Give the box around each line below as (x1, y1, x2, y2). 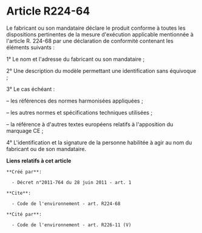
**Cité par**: (6, 211, 42, 217)
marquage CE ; (6, 127, 44, 134)
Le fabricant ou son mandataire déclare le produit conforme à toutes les (6, 24, 186, 32)
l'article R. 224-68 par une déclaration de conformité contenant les (6, 37, 174, 44)
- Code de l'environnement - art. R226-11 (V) (12, 221, 132, 228)
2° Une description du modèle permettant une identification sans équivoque (6, 67, 197, 74)
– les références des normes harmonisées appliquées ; (6, 97, 144, 104)
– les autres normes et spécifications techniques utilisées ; (6, 109, 153, 116)
